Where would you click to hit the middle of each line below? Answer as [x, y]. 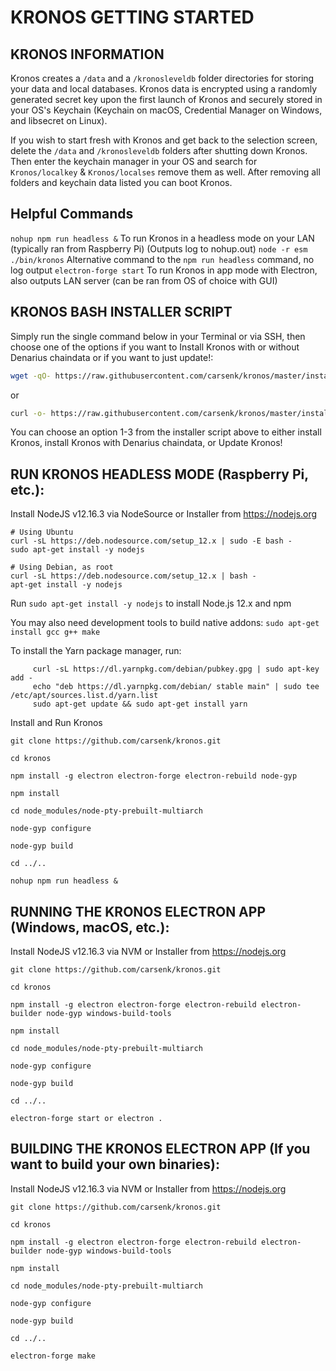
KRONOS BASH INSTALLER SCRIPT [121, 312]
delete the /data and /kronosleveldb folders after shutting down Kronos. [159, 150]
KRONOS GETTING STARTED [132, 17]
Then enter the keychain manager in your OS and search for [134, 161]
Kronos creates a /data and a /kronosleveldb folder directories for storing [162, 78]
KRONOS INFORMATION [87, 54]
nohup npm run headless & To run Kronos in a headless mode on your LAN [162, 238]
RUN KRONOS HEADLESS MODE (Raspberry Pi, [159, 474]
